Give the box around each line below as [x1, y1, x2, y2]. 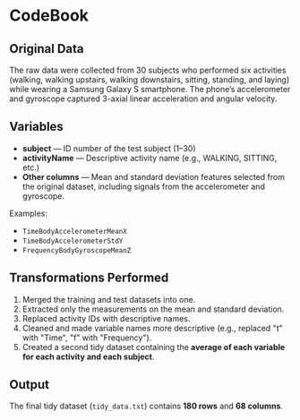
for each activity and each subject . [21, 351, 155, 362]
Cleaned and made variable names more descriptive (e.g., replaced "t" [21, 322, 284, 333]
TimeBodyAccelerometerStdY [21, 236, 124, 245]
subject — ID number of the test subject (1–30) [21, 142, 196, 153]
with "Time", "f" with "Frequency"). [21, 332, 152, 343]
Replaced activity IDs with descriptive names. [21, 313, 191, 323]
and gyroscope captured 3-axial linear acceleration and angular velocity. [9, 93, 278, 104]
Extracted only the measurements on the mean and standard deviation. [21, 304, 285, 314]
